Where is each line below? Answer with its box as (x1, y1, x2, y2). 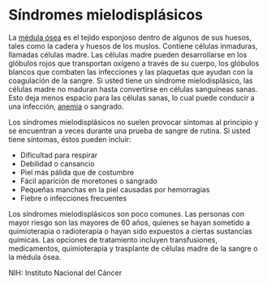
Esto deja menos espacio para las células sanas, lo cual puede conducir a (8, 93, 255, 102)
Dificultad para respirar (19, 150, 98, 160)
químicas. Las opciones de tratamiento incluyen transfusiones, (8, 235, 217, 244)
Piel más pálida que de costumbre (19, 167, 135, 177)
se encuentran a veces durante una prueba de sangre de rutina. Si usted (8, 126, 251, 136)
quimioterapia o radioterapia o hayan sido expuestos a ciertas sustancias (8, 226, 253, 236)
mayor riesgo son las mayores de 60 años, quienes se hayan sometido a (8, 217, 250, 227)
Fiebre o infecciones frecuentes (19, 193, 127, 203)
